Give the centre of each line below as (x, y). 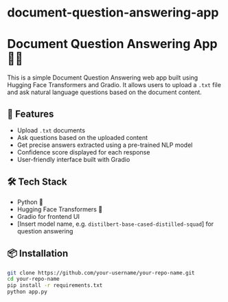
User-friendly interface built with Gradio (73, 159)
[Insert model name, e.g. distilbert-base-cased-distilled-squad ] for (115, 224)
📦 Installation (38, 254)
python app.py (27, 292)
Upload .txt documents (51, 130)
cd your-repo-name (33, 279)
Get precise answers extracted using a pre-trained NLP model (105, 145)
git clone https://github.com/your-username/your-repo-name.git (101, 272)
